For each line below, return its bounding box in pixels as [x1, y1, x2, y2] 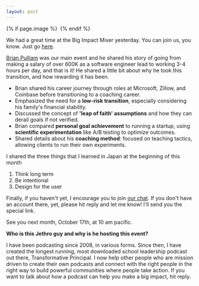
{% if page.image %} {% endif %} [6, 25, 91, 32]
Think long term [14, 170, 54, 178]
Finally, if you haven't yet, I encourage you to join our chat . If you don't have [6, 194, 192, 201]
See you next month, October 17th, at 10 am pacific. [6, 218, 132, 226]
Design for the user [14, 183, 62, 190]
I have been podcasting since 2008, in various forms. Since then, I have [6, 241, 182, 249]
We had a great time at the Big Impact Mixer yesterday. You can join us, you [6, 36, 191, 43]
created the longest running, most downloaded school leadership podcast [6, 248, 187, 255]
